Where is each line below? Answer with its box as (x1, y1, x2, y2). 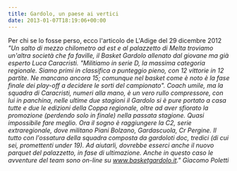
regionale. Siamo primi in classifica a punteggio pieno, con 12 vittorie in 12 (8, 66, 224, 75)
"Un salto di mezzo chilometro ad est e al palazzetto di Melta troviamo (8, 44, 214, 52)
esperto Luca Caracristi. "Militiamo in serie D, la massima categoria (8, 58, 205, 67)
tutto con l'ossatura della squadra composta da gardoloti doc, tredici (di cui (8, 133, 229, 141)
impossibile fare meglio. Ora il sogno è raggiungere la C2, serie (8, 118, 193, 127)
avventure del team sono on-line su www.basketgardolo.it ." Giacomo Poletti (8, 156, 229, 164)
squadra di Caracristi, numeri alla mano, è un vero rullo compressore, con (8, 89, 224, 97)
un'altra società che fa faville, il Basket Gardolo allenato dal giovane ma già (8, 51, 229, 60)
